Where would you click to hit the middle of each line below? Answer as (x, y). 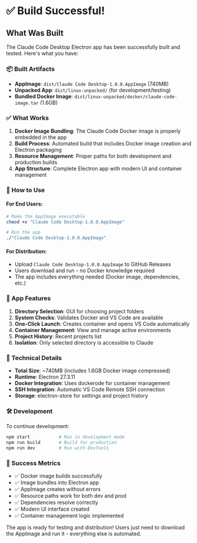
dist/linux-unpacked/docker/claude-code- (126, 97)
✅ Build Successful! (56, 11)
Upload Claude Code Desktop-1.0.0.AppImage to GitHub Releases (93, 264)
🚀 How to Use (26, 190)
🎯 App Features (29, 299)
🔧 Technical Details (34, 357)
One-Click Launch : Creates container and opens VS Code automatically (102, 324)
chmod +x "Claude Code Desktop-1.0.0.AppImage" (66, 222)
